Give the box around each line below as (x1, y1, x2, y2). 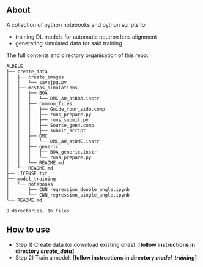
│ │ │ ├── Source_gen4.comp (6, 122, 95, 128)
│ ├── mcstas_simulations (6, 85, 78, 91)
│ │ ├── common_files (6, 100, 72, 107)
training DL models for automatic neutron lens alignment (15, 33, 157, 40)
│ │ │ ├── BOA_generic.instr (6, 149, 97, 155)
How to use (6, 225, 50, 235)
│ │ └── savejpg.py (6, 79, 67, 85)
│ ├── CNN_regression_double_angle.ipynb (6, 186, 130, 192)
